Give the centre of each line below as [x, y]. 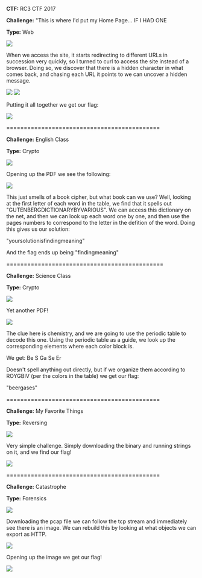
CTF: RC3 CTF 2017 [31, 9]
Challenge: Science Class [39, 276]
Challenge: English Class [38, 139]
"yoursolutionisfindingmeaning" [46, 241]
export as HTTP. [27, 534]
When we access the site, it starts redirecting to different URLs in [87, 55]
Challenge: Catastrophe [36, 487]
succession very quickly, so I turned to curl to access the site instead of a [98, 61]
